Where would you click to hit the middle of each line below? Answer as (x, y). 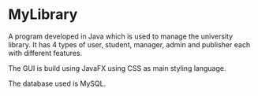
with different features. (45, 53)
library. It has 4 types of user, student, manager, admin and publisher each (129, 44)
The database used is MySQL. (57, 83)
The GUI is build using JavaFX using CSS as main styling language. (117, 68)
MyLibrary (43, 15)
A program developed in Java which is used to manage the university (121, 36)
